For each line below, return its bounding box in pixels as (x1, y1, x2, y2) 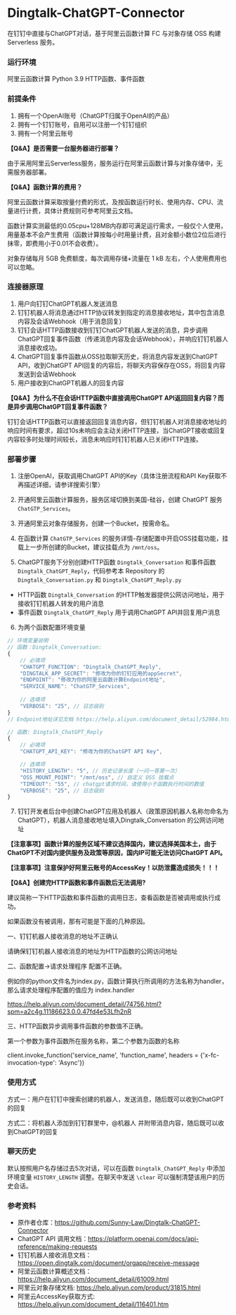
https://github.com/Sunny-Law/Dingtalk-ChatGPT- (54, 1219, 200, 1227)
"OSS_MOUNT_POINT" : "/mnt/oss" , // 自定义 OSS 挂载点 (20, 773, 174, 781)
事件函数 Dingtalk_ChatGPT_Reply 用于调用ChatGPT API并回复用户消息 (17, 608, 221, 617)
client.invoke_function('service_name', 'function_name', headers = (7, 1051, 199, 1059)
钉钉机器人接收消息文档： (17, 1251, 92, 1259)
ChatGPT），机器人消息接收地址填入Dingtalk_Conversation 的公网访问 (17, 816, 218, 825)
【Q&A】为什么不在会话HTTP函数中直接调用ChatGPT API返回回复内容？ (7, 393, 218, 402)
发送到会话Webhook (17, 370, 77, 378)
